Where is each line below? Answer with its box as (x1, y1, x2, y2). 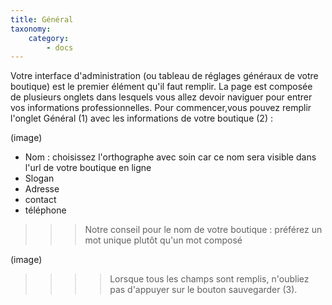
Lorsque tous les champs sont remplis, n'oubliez (109, 273, 310, 285)
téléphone (24, 204, 67, 216)
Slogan (24, 172, 55, 185)
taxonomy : (10, 24, 52, 34)
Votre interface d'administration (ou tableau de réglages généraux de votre (10, 70, 319, 82)
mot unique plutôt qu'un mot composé (84, 234, 243, 246)
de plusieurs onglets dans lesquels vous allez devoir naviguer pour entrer (10, 91, 313, 103)
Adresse (24, 183, 60, 195)
